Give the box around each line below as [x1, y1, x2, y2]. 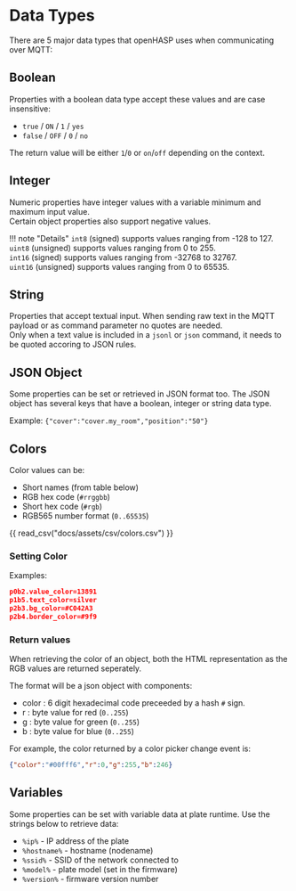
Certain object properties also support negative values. [9, 216, 212, 226]
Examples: [9, 570, 47, 581]
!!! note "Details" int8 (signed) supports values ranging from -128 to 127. [9, 233, 274, 243]
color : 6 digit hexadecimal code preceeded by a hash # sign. [21, 698, 246, 708]
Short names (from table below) [21, 482, 140, 493]
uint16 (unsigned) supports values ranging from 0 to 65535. [9, 261, 229, 272]
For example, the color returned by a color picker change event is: [9, 743, 252, 754]
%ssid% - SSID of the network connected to [21, 854, 180, 865]
